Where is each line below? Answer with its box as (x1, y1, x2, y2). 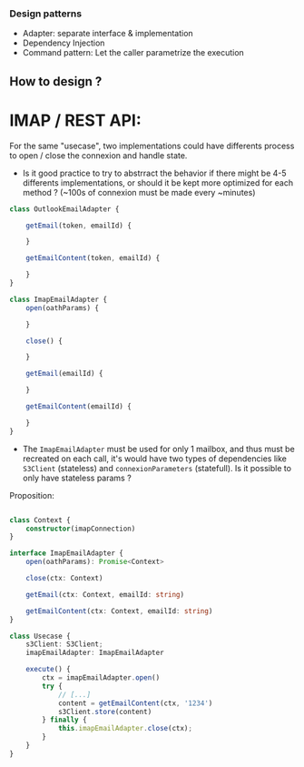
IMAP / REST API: (9, 110, 142, 130)
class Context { (9, 515, 71, 525)
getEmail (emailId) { (25, 369, 103, 378)
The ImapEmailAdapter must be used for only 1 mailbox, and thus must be (22, 443, 295, 454)
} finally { (42, 715, 88, 725)
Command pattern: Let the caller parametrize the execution (22, 47, 245, 58)
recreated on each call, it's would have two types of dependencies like (22, 453, 288, 464)
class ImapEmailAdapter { (9, 295, 107, 304)
